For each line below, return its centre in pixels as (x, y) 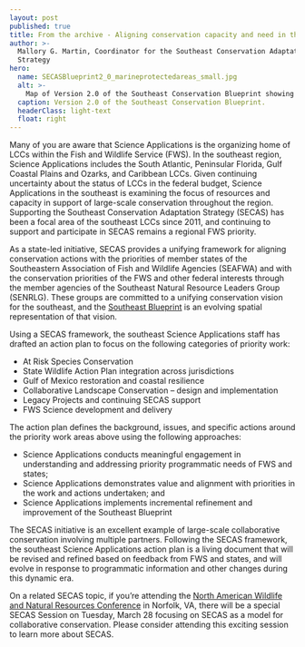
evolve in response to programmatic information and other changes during (149, 569)
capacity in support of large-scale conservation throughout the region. (142, 203)
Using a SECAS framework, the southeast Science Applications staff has (145, 334)
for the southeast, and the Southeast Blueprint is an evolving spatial (136, 307)
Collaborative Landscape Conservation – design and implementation (150, 390)
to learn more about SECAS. (62, 634)
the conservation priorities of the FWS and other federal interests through (147, 279)
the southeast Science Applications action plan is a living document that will (151, 549)
